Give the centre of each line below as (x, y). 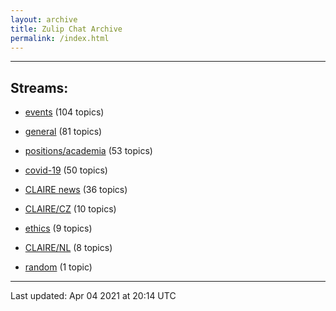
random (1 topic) (58, 267)
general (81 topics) (63, 132)
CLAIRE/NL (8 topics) (68, 248)
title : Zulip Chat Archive (66, 29)
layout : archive (44, 19)
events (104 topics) (64, 112)
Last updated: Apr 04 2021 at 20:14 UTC (93, 296)
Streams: (39, 87)
